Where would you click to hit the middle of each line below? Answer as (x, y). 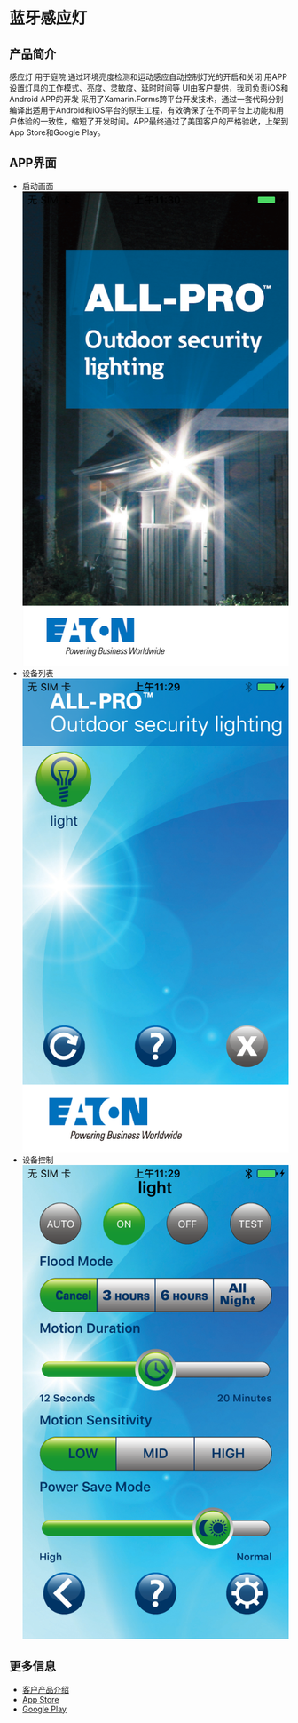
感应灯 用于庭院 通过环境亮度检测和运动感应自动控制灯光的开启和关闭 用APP (149, 77)
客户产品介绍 (45, 1689)
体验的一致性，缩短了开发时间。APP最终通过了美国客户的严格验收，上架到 (153, 121)
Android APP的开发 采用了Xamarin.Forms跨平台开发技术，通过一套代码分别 (146, 99)
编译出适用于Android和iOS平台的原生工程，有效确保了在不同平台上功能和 (143, 110)
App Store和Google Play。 (57, 132)
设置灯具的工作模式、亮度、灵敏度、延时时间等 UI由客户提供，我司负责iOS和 (149, 88)
